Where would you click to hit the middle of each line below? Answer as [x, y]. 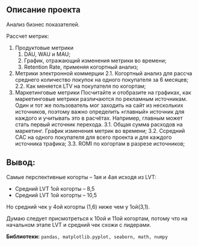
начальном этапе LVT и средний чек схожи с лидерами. [79, 224]
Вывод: [21, 163]
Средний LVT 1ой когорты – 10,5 [56, 195]
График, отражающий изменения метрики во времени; [95, 60]
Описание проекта [43, 10]
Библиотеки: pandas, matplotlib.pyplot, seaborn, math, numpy [87, 236]
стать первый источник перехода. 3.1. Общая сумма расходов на [99, 124]
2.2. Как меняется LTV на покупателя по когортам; [80, 86]
